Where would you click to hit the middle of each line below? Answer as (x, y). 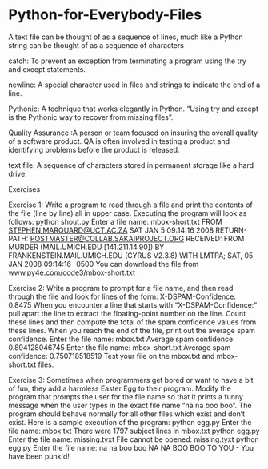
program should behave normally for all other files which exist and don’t (127, 414)
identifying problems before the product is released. (94, 149)
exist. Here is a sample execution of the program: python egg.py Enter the (130, 422)
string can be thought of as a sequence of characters (96, 45)
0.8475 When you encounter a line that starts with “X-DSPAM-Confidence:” (133, 304)
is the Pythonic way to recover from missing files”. (91, 117)
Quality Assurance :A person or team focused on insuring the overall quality (133, 133)
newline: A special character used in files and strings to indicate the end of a (134, 85)
